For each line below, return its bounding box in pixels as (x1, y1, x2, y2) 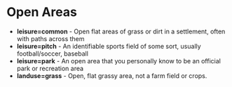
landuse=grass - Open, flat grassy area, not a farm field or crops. (16, 71, 207, 80)
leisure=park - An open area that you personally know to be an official (16, 56, 221, 65)
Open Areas (6, 4, 78, 20)
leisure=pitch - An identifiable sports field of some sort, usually (16, 42, 201, 50)
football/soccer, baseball (16, 49, 89, 58)
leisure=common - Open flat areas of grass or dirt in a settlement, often (16, 27, 226, 35)
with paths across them (16, 34, 85, 42)
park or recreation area (16, 64, 84, 72)
